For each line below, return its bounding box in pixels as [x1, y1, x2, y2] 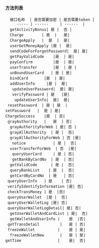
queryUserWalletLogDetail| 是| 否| [7, 206, 81, 211]
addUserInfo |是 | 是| [10, 81, 68, 87]
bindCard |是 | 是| [10, 76, 65, 81]
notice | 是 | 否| [12, 141, 77, 146]
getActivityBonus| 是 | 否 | [10, 27, 72, 33]
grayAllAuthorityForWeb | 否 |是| [10, 135, 81, 141]
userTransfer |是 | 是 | [10, 65, 77, 70]
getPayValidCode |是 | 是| [10, 54, 75, 60]
